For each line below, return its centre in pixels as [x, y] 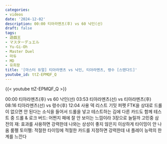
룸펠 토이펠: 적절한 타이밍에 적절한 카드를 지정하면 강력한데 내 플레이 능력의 [83, 130]
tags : [11, 33]
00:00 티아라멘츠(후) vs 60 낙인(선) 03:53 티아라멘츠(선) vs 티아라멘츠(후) [78, 99]
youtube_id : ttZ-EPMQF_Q [31, 75]
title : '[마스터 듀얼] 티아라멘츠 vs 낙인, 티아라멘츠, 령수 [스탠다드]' [71, 70]
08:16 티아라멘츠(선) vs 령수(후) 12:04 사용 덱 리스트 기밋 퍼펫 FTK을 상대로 [79, 105]
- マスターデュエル [22, 42]
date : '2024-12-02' [25, 19]
